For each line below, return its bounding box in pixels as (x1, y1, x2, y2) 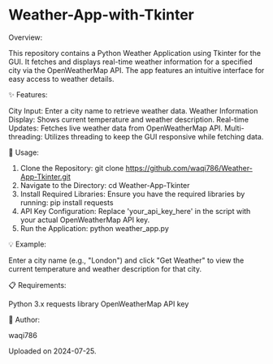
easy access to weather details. (8, 74, 115, 84)
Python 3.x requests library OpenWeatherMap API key (8, 298, 189, 309)
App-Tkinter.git (19, 172, 71, 182)
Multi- (224, 123, 245, 133)
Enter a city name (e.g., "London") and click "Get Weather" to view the (8, 255, 245, 265)
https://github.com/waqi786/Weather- (125, 163, 253, 173)
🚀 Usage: (8, 148, 39, 157)
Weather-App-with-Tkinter (8, 6, 195, 24)
